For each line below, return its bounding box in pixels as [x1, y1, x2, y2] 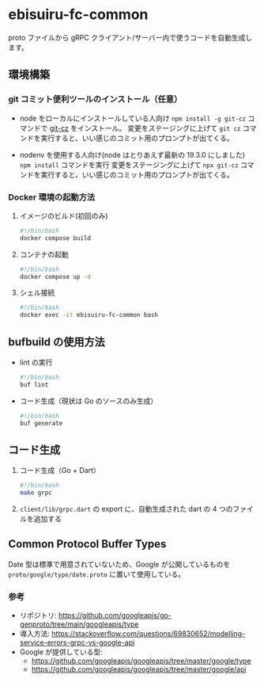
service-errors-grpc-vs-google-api [19, 638, 135, 647]
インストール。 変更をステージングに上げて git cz [77, 123, 241, 132]
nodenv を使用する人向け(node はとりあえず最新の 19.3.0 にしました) [19, 150, 246, 159]
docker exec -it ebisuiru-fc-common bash [19, 311, 158, 319]
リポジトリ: [19, 611, 57, 620]
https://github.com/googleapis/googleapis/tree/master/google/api [31, 665, 247, 674]
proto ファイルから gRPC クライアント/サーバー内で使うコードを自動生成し [8, 32, 253, 42]
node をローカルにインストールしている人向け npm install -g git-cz [19, 113, 247, 123]
